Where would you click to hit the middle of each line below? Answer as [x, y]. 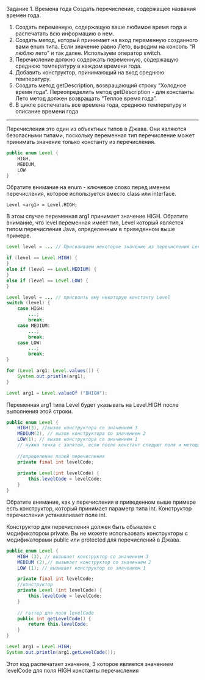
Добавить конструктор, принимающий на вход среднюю [90, 72]
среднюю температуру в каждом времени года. [78, 66]
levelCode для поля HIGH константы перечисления [73, 670]
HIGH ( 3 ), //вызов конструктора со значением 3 [77, 428]
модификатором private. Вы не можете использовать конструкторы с [97, 533]
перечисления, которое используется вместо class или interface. [92, 194]
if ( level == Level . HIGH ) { [42, 258]
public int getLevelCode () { [54, 618]
